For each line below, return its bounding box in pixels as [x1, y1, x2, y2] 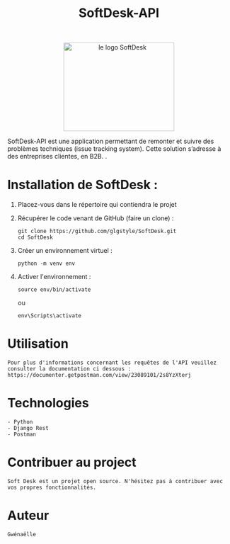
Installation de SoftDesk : [7, 177, 158, 193]
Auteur [7, 507, 50, 523]
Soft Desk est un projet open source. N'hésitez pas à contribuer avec [7, 477, 223, 484]
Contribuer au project [7, 454, 137, 470]
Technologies [7, 395, 90, 411]
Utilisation [7, 336, 69, 352]
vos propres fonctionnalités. [7, 484, 97, 491]
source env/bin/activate [17, 285, 91, 293]
